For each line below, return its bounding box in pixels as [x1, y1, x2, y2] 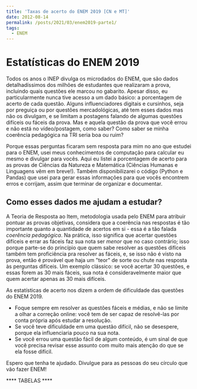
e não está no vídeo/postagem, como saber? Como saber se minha [6, 125, 169, 132]
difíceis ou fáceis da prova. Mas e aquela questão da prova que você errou [6, 119, 188, 126]
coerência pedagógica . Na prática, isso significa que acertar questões [6, 232, 178, 239]
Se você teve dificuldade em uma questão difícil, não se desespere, [14, 323, 179, 330]
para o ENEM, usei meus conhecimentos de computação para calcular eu [6, 149, 184, 156]
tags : [6, 25, 19, 31]
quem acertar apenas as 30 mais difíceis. [6, 275, 106, 282]
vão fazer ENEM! [6, 365, 47, 373]
